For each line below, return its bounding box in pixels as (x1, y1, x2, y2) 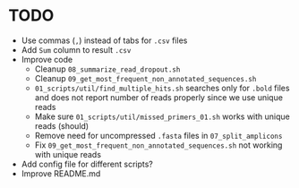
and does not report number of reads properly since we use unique (34, 91, 284, 103)
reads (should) (34, 120, 90, 131)
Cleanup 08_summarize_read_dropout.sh (34, 64, 181, 74)
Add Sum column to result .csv (21, 44, 132, 55)
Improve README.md (21, 167, 101, 179)
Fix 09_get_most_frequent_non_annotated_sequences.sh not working (34, 140, 283, 150)
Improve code (21, 54, 73, 64)
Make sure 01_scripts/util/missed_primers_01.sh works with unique (34, 111, 290, 122)
